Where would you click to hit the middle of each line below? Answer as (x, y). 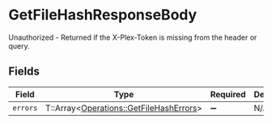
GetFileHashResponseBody (103, 15)
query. (19, 45)
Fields (24, 72)
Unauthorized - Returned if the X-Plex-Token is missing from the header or (133, 37)
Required (228, 94)
